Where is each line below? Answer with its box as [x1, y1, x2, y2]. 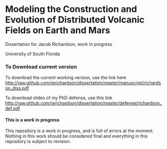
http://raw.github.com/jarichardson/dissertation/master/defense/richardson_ [5, 100, 162, 106]
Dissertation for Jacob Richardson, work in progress [5, 41, 113, 47]
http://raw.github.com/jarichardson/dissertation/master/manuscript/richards [5, 80, 161, 86]
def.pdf [5, 106, 20, 112]
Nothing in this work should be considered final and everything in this [5, 133, 148, 139]
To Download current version [5, 63, 77, 70]
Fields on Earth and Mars [5, 25, 111, 36]
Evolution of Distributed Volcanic [5, 14, 145, 25]
